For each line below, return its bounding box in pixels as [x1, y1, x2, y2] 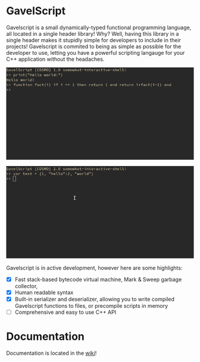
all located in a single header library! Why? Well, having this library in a [6, 30, 179, 37]
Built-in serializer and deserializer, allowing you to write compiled [14, 295, 174, 302]
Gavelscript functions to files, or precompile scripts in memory [14, 302, 168, 309]
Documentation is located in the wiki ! [6, 349, 97, 357]
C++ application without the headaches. [6, 55, 105, 63]
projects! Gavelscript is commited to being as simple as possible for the [6, 43, 182, 50]
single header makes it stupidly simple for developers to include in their [6, 36, 182, 43]
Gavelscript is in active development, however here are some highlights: [6, 264, 183, 271]
